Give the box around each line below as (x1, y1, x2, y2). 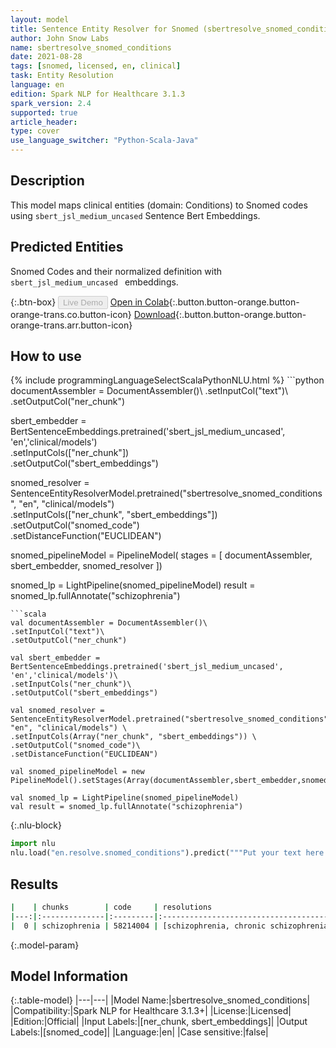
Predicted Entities (10, 239, 124, 256)
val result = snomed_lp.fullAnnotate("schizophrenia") (10, 802, 244, 812)
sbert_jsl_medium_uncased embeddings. (10, 276, 179, 288)
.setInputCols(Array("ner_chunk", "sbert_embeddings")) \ (10, 732, 257, 742)
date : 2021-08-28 (10, 52, 83, 62)
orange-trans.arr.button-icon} (10, 319, 133, 331)
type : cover (10, 126, 60, 136)
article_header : (10, 117, 78, 127)
